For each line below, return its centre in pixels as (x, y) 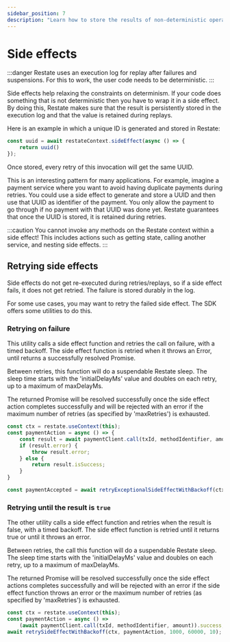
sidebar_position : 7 (37, 13)
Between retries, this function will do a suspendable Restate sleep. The (107, 371)
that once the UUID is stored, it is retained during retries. (87, 217)
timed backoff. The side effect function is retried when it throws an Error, (110, 351)
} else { (32, 458)
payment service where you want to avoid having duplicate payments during (115, 188)
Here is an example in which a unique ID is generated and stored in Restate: (114, 128)
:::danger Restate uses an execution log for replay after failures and (102, 73)
